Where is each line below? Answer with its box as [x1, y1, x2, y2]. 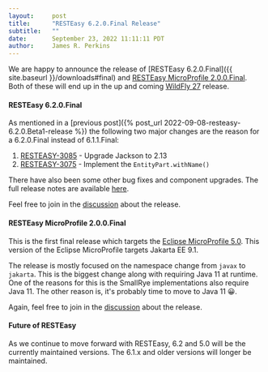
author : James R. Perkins [8, 42, 111, 50]
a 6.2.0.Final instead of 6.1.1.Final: [8, 135, 120, 145]
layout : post [8, 11, 67, 20]
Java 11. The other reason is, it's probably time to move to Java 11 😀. [8, 286, 237, 296]
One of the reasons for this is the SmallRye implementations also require [8, 277, 249, 288]
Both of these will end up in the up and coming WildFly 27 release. [8, 82, 229, 92]
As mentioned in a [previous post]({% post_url [8, 118, 163, 128]
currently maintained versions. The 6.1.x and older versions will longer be [8, 347, 252, 357]
